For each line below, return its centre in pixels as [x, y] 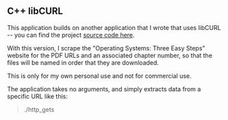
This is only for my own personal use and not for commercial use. [99, 76]
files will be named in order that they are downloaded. [83, 62]
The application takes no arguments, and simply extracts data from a [104, 89]
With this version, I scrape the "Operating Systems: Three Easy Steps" [106, 48]
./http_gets [39, 109]
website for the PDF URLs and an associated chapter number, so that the [110, 55]
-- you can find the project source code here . [71, 35]
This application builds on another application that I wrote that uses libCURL [114, 27]
